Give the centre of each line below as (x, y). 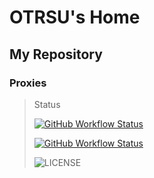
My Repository (56, 54)
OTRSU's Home (75, 17)
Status (47, 104)
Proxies (28, 83)
